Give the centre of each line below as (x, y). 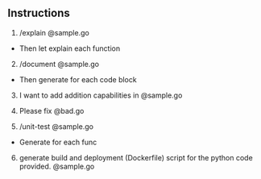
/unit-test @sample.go (56, 126)
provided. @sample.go (57, 166)
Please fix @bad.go (52, 110)
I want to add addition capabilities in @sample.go (101, 95)
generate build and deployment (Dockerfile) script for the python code (136, 157)
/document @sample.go (59, 64)
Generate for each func (58, 142)
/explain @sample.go (54, 32)
